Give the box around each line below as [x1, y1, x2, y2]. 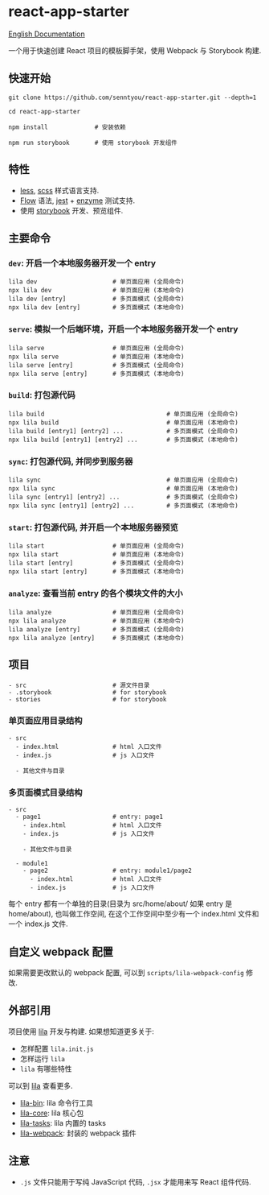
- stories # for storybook [8, 695, 167, 703]
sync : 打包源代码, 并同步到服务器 [8, 456, 133, 467]
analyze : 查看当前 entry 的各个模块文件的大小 [8, 588, 183, 599]
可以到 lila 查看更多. [8, 1081, 73, 1090]
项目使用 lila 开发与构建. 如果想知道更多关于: [8, 1026, 154, 1036]
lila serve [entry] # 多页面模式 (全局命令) [8, 361, 185, 369]
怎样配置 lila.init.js [19, 1044, 94, 1053]
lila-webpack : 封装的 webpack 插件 [19, 1128, 137, 1138]
